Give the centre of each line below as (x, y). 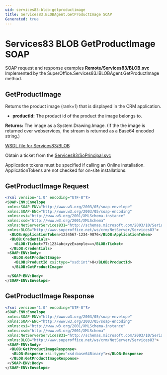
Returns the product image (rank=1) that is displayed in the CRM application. (83, 106)
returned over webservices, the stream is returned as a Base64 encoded (80, 131)
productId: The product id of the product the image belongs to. (77, 116)
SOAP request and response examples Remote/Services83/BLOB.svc (77, 68)
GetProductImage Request (47, 186)
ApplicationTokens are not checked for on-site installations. (66, 170)
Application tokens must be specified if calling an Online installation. (75, 165)
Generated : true (22, 19)
